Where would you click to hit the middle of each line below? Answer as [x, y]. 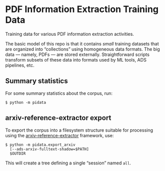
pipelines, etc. [20, 65]
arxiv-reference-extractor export [58, 118]
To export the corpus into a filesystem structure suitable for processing [79, 130]
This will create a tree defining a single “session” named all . [68, 163]
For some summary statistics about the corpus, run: [59, 93]
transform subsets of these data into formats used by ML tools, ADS [76, 60]
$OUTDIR [18, 153]
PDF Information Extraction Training [82, 9]
